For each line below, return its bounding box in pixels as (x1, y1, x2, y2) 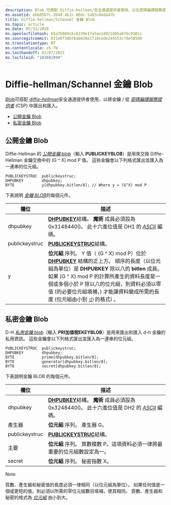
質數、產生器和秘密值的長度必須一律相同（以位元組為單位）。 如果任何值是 (5, 482, 160, 488)
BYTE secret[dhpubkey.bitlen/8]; (5, 363, 101, 369)
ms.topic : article (5, 21, 44, 27)
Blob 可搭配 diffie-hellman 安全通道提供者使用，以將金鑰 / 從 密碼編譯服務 (5, 96, 158, 103)
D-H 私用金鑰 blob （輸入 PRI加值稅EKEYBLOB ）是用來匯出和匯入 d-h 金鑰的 (5, 329, 166, 335)
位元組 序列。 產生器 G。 (48, 421, 107, 428)
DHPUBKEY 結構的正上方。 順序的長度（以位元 (48, 258, 161, 265)
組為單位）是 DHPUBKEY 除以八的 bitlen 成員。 (48, 265, 163, 272)
